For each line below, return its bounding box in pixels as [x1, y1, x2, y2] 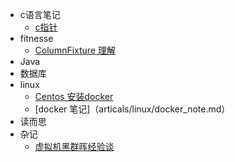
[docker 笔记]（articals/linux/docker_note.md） [34, 103, 231, 115]
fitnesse [19, 33, 54, 44]
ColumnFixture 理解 [34, 44, 116, 56]
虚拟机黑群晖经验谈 [34, 141, 115, 152]
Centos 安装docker [34, 91, 114, 102]
